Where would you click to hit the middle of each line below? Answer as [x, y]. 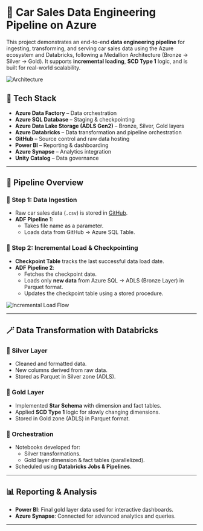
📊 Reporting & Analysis [52, 492]
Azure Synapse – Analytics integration [63, 151]
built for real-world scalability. [43, 67]
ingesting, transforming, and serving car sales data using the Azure [90, 48]
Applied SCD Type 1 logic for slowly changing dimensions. [87, 412]
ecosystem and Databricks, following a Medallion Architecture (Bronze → [97, 54]
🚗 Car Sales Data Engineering [81, 12]
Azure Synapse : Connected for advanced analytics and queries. [95, 516]
